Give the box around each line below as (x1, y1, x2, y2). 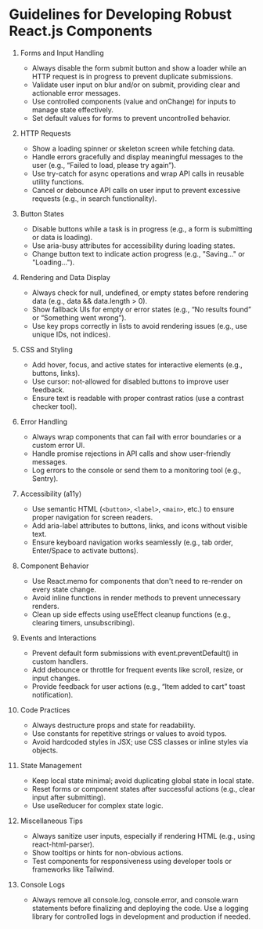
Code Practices (20, 705, 70, 715)
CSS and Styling (20, 344, 73, 354)
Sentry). (31, 473, 59, 483)
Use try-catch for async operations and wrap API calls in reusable (31, 169, 245, 178)
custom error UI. (31, 440, 85, 450)
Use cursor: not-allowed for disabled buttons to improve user (31, 377, 229, 386)
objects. (31, 745, 58, 755)
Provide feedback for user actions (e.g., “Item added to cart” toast (31, 681, 246, 691)
